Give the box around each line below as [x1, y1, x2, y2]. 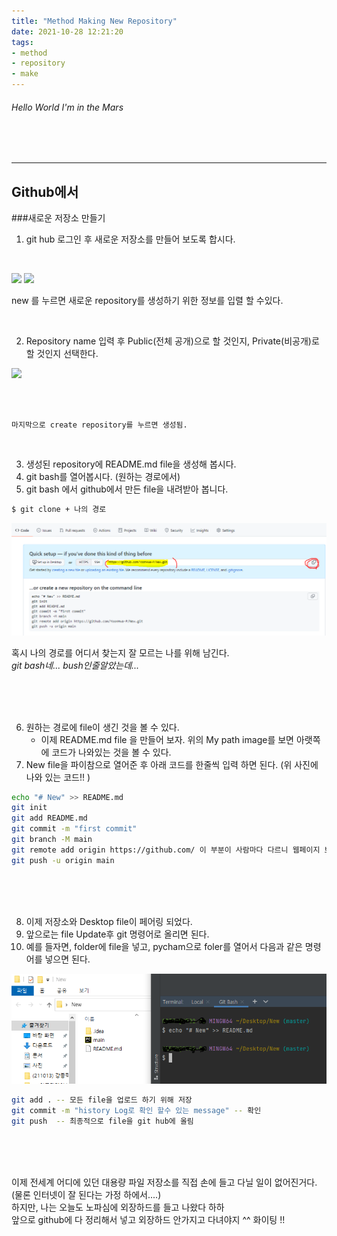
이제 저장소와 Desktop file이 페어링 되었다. [25, 915, 193, 927]
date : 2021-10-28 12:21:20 [11, 26, 124, 37]
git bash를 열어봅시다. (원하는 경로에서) [25, 471, 181, 483]
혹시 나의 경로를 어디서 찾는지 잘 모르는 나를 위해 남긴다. [11, 646, 230, 659]
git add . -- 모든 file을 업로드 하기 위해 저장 [11, 1095, 193, 1105]
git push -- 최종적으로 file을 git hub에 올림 [11, 1116, 194, 1126]
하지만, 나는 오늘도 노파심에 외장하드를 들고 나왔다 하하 [11, 1201, 225, 1213]
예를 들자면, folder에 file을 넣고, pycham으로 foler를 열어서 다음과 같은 [25, 940, 303, 952]
